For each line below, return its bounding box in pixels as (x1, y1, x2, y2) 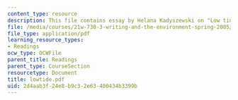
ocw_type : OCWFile (7, 50, 62, 57)
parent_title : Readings (7, 56, 78, 63)
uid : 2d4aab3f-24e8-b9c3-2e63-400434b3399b (7, 82, 138, 89)
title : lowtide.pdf (7, 75, 65, 83)
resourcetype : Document (7, 69, 78, 76)
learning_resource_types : (7, 37, 84, 44)
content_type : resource (7, 10, 78, 18)
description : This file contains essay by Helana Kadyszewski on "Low (7, 17, 220, 24)
